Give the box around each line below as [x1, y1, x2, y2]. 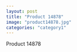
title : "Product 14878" [6, 14, 64, 20]
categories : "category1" [6, 24, 66, 31]
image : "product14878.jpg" [6, 19, 72, 25]
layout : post [6, 8, 38, 14]
